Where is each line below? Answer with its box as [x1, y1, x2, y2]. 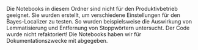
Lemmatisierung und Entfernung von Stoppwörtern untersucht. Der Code [6, 24, 190, 31]
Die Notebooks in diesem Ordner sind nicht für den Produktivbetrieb [6, 5, 178, 12]
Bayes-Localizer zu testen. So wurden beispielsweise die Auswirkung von [6, 18, 193, 25]
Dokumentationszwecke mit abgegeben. [6, 37, 108, 44]
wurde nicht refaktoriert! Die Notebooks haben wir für [6, 31, 142, 38]
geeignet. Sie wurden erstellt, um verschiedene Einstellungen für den [6, 11, 180, 19]
